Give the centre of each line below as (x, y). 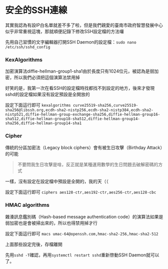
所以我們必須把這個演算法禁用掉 (47, 78)
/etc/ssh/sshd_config (28, 47)
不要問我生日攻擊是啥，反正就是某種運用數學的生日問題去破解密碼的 (88, 164)
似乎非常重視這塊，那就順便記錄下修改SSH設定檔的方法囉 (65, 31)
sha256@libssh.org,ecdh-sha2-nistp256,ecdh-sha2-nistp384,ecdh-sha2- (79, 110)
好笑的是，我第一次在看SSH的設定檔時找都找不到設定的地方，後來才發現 (80, 88)
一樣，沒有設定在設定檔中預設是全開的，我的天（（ (57, 181)
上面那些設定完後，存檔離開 (34, 244)
